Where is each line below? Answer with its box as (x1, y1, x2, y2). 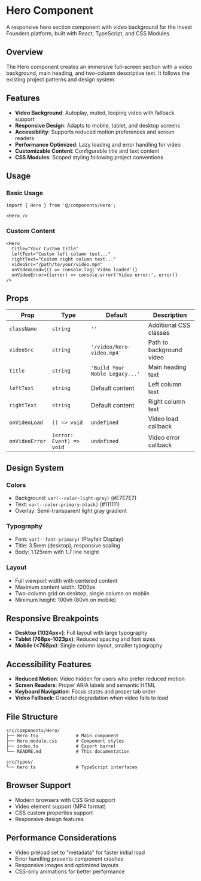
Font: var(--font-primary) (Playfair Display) (14, 535, 124, 543)
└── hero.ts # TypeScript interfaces (6, 764, 138, 770)
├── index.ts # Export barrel (6, 743, 117, 749)
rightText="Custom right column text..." (11, 256, 117, 262)
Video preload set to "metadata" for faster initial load (14, 849, 145, 856)
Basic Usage (6, 189, 44, 197)
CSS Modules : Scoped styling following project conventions (14, 153, 163, 161)
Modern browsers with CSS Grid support (14, 796, 115, 803)
